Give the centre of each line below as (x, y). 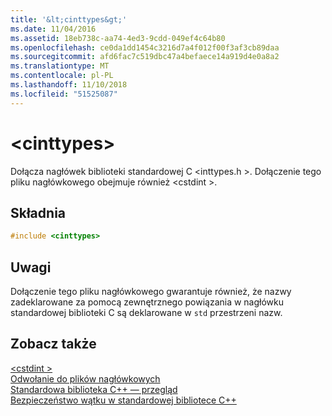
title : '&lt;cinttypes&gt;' (69, 19)
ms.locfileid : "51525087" (64, 94)
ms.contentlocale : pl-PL (62, 76)
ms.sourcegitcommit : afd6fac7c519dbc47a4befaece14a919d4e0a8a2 (145, 57)
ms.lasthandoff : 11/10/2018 (69, 85)
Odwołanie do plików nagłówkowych (85, 378)
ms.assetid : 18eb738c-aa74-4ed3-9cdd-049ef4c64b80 (118, 38)
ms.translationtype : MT (60, 66)
